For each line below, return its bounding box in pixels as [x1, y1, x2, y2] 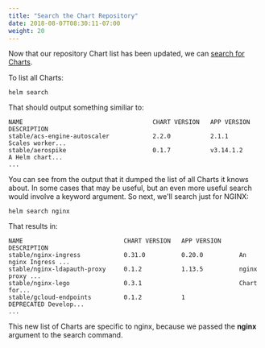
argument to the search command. [8, 330, 123, 340]
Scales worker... [8, 139, 67, 147]
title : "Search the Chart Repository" [8, 11, 139, 20]
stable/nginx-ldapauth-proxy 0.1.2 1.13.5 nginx [8, 265, 258, 274]
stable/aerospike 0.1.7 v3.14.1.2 [8, 147, 243, 155]
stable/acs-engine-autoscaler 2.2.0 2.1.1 [8, 132, 229, 141]
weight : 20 [8, 27, 45, 35]
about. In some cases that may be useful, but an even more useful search [8, 183, 252, 193]
